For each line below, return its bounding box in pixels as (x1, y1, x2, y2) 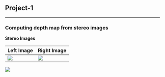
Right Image (37, 47, 67, 54)
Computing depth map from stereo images (5, 24, 109, 31)
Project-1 (5, 4, 33, 12)
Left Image (7, 47, 33, 54)
